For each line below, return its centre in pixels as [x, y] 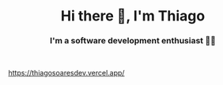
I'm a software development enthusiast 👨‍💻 [133, 41]
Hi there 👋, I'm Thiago [133, 16]
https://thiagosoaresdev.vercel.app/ [66, 73]
